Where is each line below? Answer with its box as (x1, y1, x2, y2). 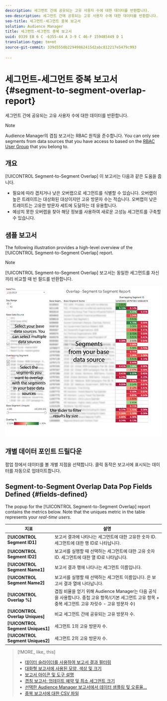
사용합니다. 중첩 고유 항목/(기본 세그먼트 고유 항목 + (59, 594, 160, 600)
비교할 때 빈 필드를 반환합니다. (14, 276, 73, 282)
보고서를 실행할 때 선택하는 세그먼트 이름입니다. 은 (54, 574, 151, 580)
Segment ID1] (7, 540, 37, 546)
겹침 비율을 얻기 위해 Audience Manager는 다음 (54, 588, 148, 594)
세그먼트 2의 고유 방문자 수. (54, 635, 108, 641)
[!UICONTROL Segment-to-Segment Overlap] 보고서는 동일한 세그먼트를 (5, 270, 150, 276)
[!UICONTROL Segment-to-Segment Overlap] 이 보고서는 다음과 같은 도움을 (5, 173, 157, 179)
